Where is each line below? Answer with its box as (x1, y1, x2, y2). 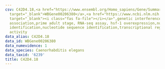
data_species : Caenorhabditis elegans (5, 48, 84, 52)
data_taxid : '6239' (5, 52, 45, 57)
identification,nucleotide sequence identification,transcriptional (9, 25, 153, 30)
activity (9, 30, 27, 34)
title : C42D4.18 (5, 57, 38, 62)
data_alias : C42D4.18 (5, 34, 50, 39)
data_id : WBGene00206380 (5, 39, 56, 44)
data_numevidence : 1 (5, 43, 48, 48)
